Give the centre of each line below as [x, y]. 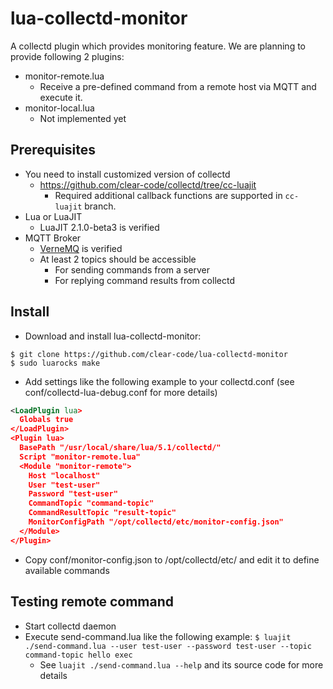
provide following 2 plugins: [67, 56]
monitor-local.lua [59, 108]
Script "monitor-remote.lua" [80, 457]
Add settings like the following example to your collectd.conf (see [159, 381]
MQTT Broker [53, 238]
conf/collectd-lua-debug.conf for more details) [121, 392]
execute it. [61, 97]
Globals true [46, 420]
